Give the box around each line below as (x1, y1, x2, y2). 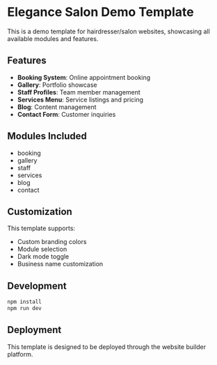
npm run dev (7, 305, 42, 312)
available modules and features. (7, 34, 99, 42)
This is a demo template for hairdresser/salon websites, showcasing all (7, 27, 210, 35)
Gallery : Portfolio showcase (17, 81, 97, 89)
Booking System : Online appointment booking (17, 73, 151, 81)
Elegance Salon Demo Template (7, 4, 194, 20)
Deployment (7, 324, 62, 336)
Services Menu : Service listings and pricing (17, 95, 144, 104)
